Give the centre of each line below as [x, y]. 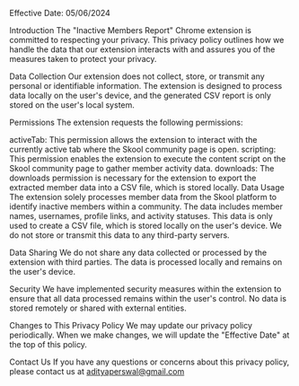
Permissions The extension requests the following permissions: [126, 122]
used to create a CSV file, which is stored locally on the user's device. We [146, 225]
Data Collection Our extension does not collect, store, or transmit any [137, 76]
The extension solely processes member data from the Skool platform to [143, 197]
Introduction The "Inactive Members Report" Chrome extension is [130, 30]
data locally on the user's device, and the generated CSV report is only [141, 95]
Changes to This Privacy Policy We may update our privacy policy [131, 325]
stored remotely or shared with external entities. [98, 308]
